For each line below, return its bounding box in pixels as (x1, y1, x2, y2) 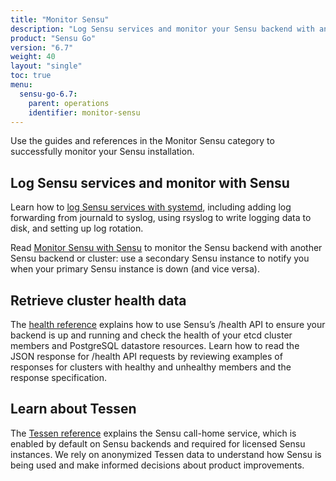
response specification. (10, 372, 108, 383)
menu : (10, 80, 33, 90)
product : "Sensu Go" (10, 33, 97, 43)
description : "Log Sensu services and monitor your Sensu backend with (10, 24, 315, 34)
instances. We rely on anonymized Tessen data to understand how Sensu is (10, 448, 322, 460)
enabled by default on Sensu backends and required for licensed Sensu (10, 437, 306, 450)
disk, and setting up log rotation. (10, 222, 144, 235)
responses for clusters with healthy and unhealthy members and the (10, 361, 292, 373)
